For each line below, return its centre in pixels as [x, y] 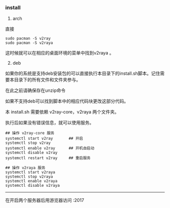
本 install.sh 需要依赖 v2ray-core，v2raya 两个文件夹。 [62, 112]
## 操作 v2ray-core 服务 [30, 133]
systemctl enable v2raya [31, 181]
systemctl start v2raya [30, 172]
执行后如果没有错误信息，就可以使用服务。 [50, 123]
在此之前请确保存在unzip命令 [35, 90]
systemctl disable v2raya [32, 186]
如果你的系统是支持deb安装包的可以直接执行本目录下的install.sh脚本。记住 [83, 73]
